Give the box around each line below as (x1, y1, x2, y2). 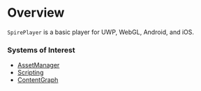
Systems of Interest (7, 45, 75, 55)
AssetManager (17, 61, 60, 69)
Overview (7, 5, 65, 21)
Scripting (17, 68, 44, 77)
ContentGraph (17, 76, 59, 84)
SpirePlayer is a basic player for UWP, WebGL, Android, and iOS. (7, 28, 194, 36)
